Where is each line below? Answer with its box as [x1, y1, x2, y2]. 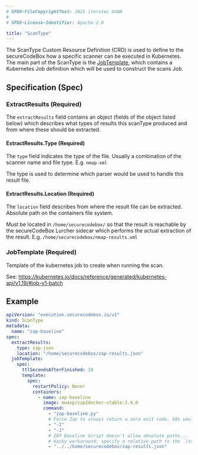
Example [6, 296, 39, 307]
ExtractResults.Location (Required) [6, 190, 95, 197]
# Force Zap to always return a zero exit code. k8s [48, 417, 181, 423]
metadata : [6, 323, 31, 329]
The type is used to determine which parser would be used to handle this [6, 171, 184, 178]
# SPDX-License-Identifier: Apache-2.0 [6, 19, 104, 25]
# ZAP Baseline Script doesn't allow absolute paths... [48, 433, 189, 438]
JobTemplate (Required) [6, 248, 77, 257]
